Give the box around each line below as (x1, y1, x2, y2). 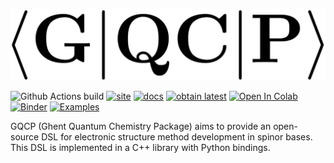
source (10, 131, 40, 143)
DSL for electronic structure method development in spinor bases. (41, 131, 313, 143)
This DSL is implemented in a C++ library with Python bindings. (10, 142, 271, 154)
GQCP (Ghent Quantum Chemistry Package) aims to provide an (10, 120, 272, 133)
